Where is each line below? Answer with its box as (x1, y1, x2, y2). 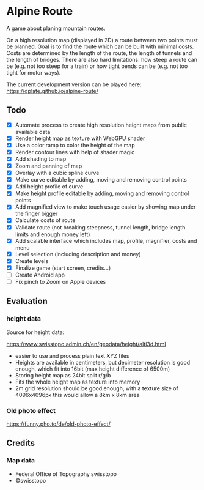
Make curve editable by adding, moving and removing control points (15, 176, 188, 184)
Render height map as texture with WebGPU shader (15, 135, 145, 142)
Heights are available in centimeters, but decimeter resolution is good (15, 358, 191, 366)
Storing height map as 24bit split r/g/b (15, 371, 111, 379)
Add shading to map (15, 155, 67, 163)
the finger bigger (15, 210, 58, 218)
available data (15, 128, 51, 135)
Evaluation (6, 296, 48, 306)
